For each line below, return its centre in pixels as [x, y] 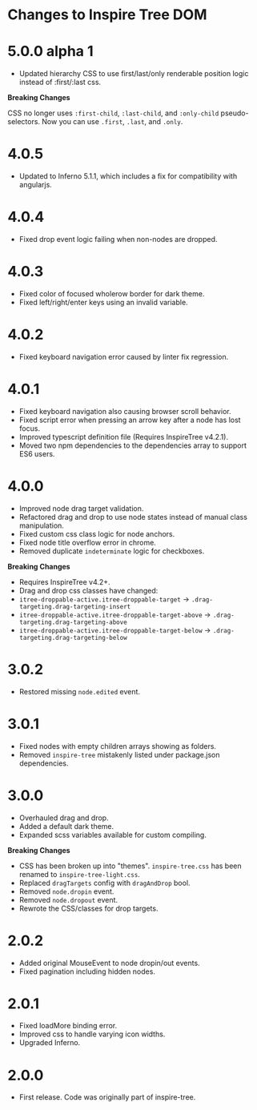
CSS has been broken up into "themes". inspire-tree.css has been [130, 866]
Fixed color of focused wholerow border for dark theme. [112, 293]
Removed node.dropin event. [66, 891]
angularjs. [36, 185]
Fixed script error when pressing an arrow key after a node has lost [130, 420]
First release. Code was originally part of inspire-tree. [107, 1097]
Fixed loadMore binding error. [68, 1026]
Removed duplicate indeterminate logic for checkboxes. [112, 551]
